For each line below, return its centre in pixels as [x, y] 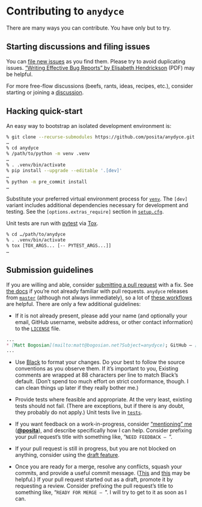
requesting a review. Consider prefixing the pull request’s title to [94, 486]
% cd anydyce [23, 148]
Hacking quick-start [44, 111]
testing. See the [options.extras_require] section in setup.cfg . [85, 212]
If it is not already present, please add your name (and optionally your [101, 316]
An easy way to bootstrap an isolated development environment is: [89, 126]
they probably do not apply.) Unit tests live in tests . [78, 412]
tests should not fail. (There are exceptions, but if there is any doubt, [100, 406]
